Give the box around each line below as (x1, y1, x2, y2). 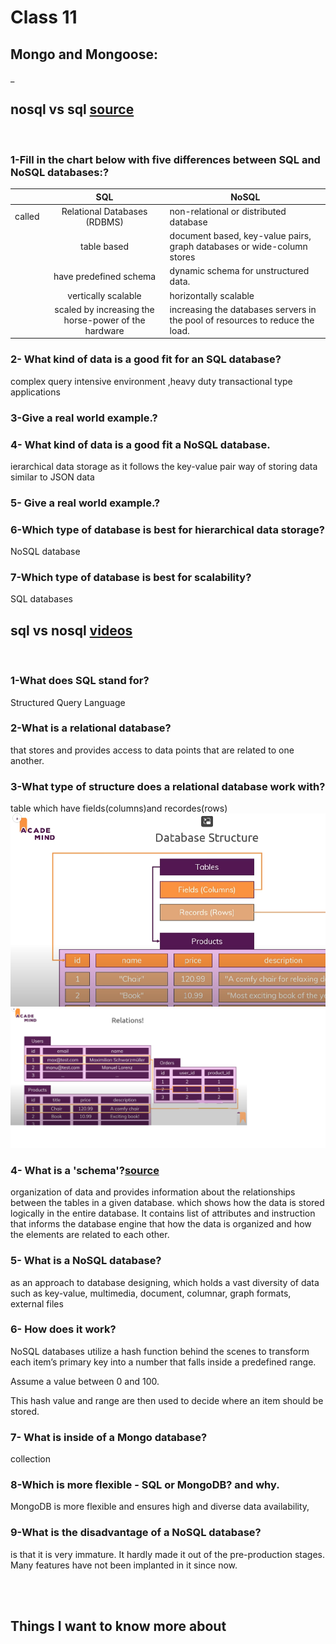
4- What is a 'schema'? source (10, 1163, 160, 1177)
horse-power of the (63, 314, 146, 326)
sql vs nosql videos (10, 622, 133, 639)
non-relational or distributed (169, 205, 287, 217)
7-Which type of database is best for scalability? (10, 571, 252, 585)
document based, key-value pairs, (169, 230, 312, 242)
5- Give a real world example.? (10, 496, 161, 510)
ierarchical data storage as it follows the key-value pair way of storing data (10, 460, 318, 472)
